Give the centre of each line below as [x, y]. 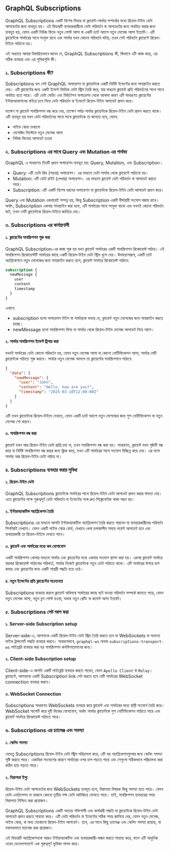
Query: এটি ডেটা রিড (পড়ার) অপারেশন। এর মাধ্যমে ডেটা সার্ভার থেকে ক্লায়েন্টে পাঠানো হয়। [80, 173]
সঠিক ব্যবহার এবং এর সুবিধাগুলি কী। [31, 59]
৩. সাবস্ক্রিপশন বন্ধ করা [21, 433]
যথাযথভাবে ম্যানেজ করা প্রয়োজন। [29, 828]
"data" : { [20, 373]
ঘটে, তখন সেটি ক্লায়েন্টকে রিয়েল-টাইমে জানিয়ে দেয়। [43, 212]
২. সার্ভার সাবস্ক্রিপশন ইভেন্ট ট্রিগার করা [32, 342]
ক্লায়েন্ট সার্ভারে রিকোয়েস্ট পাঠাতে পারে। [33, 717]
